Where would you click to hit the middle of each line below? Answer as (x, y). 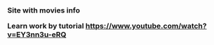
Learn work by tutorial (46, 26)
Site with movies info (44, 10)
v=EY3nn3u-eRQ (37, 35)
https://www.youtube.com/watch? (146, 26)
